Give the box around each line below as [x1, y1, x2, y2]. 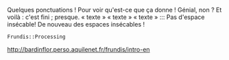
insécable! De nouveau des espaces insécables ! [7, 20, 145, 28]
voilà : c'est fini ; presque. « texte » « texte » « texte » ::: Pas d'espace [7, 13, 205, 21]
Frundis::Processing [7, 33, 67, 40]
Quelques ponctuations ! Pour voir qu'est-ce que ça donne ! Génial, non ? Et [7, 6, 222, 14]
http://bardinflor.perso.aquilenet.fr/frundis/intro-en [7, 46, 150, 53]
